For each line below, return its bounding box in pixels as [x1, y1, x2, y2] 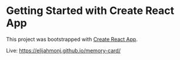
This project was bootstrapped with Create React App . [6, 36, 138, 43]
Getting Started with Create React [6, 4, 175, 17]
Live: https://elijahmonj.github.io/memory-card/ [6, 47, 121, 54]
